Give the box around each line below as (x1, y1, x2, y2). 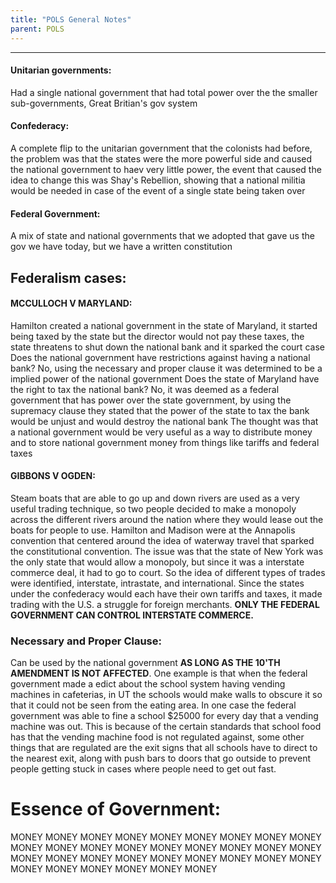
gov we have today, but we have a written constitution (10, 241, 233, 253)
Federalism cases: (10, 269, 127, 286)
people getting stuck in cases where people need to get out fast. (10, 763, 277, 775)
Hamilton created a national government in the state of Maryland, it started (10, 319, 318, 331)
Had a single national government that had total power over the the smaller (10, 86, 318, 98)
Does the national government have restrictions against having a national (10, 351, 311, 363)
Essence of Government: (10, 798, 222, 821)
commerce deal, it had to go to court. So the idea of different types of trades (10, 566, 326, 578)
